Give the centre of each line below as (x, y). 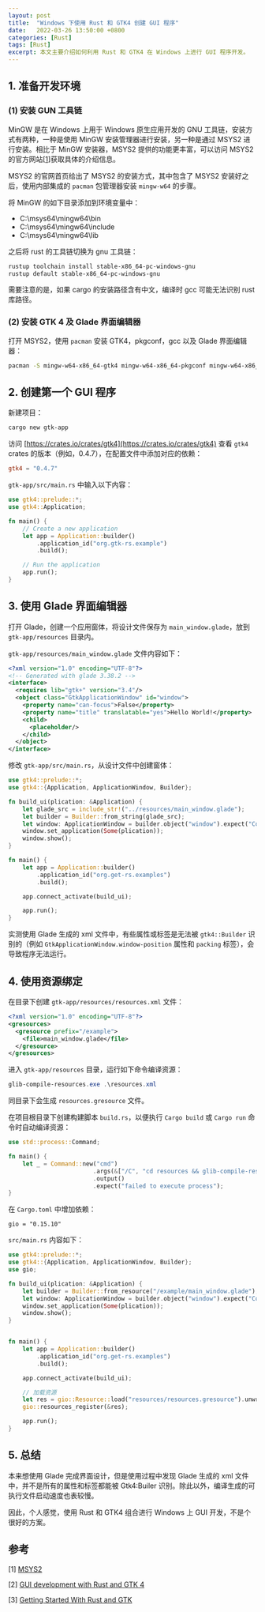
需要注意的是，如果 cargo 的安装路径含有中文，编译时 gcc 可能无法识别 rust (131, 290)
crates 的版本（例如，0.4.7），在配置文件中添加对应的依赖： (105, 454)
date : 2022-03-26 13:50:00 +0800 (67, 30)
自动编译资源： (46, 1128)
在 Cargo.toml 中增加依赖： (52, 1209)
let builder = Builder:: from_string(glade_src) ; (104, 816)
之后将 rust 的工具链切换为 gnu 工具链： (73, 251)
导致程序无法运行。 (39, 954)
